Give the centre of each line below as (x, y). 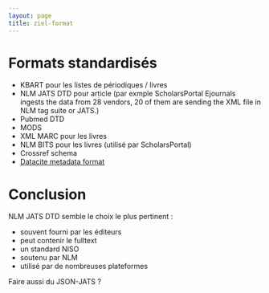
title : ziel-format (41, 23)
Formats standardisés (83, 63)
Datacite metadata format (62, 162)
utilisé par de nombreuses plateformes (84, 267)
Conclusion (47, 194)
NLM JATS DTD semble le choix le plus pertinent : (91, 217)
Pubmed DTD (42, 119)
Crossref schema (49, 153)
